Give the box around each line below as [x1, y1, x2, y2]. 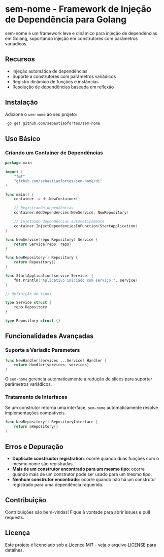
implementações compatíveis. [5, 410, 66, 416]
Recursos [5, 55, 35, 64]
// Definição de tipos [5, 291, 52, 297]
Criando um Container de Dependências [5, 149, 103, 156]
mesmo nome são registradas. [12, 460, 74, 467]
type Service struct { [5, 300, 52, 305]
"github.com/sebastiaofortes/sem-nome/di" [14, 179, 102, 184]
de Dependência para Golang [5, 14, 127, 25]
